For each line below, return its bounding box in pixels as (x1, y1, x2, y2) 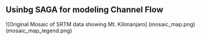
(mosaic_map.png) (148, 20, 196, 27)
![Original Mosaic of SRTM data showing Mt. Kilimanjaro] (5, 20, 148, 27)
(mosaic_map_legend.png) (5, 27, 72, 34)
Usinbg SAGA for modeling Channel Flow (5, 5, 163, 15)
